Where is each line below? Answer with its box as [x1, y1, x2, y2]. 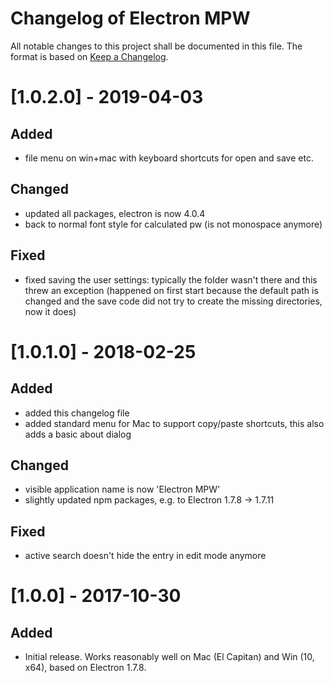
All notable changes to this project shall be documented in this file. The [10, 40, 303, 52]
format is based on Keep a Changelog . [10, 50, 169, 62]
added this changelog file [24, 407, 130, 419]
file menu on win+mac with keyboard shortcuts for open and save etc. [24, 152, 314, 164]
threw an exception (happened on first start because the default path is [24, 284, 319, 296]
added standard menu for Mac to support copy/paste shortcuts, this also [24, 417, 325, 429]
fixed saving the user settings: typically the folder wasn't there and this [24, 273, 318, 286]
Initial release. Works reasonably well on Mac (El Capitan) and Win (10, [24, 651, 315, 663]
